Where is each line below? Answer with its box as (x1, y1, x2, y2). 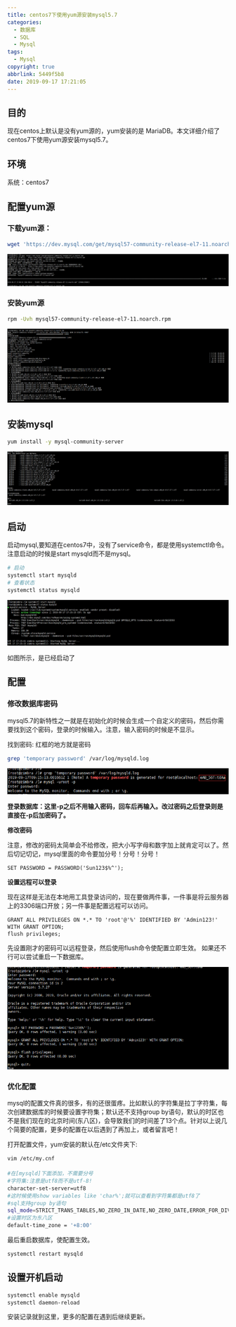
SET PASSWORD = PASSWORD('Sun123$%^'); (7, 865, 124, 872)
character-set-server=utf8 (7, 1185, 86, 1192)
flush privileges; (7, 930, 61, 938)
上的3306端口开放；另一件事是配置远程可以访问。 (7, 902, 152, 910)
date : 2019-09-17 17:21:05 (7, 78, 86, 85)
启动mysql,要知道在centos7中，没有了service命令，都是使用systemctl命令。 (7, 541, 228, 549)
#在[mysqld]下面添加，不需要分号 (7, 1170, 93, 1177)
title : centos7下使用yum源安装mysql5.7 (7, 11, 118, 18)
